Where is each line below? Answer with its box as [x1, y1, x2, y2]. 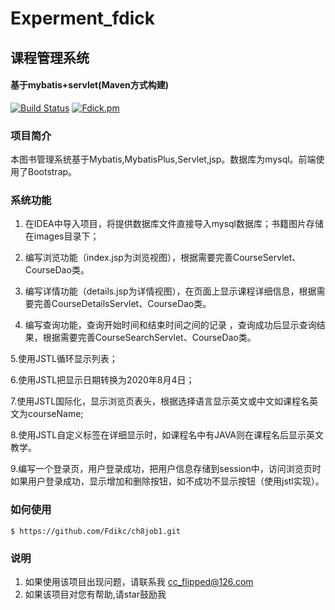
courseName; [27, 408, 84, 420]
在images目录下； [24, 230, 100, 242]
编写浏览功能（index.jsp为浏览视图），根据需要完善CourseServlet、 [24, 252, 302, 264]
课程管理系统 [10, 49, 90, 66]
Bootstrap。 [27, 166, 78, 178]
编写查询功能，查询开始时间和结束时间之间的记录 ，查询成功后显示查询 [24, 319, 317, 331]
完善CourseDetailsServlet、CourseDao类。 [33, 298, 212, 310]
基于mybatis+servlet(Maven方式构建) [10, 79, 170, 91]
